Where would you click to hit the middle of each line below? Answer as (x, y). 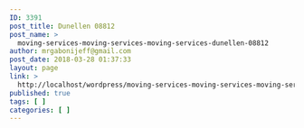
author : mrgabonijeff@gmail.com (70, 51)
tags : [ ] (28, 101)
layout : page (34, 69)
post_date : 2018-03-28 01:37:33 (70, 59)
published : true (40, 93)
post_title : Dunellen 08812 (62, 26)
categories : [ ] (40, 110)
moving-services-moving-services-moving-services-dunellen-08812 (143, 43)
